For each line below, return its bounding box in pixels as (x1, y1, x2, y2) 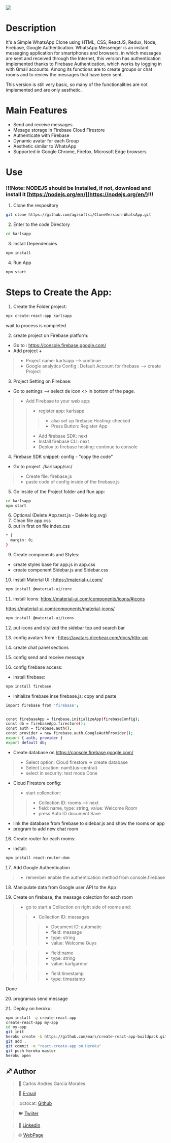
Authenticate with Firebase (13, 132, 70, 138)
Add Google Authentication (13, 864, 70, 870)
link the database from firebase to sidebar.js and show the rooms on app (13, 820, 165, 826)
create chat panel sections (13, 644, 69, 650)
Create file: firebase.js (25, 473, 73, 479)
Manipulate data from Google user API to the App (13, 884, 116, 890)
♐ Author (6, 1067, 36, 1076)
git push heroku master (6, 1048, 56, 1053)
